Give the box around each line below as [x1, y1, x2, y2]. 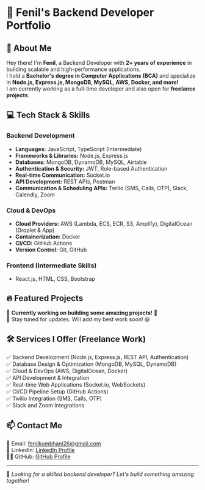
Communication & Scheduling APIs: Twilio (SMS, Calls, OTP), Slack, [15, 184, 188, 191]
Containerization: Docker [15, 232, 81, 240]
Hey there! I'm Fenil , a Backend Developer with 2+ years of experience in [6, 59, 192, 66]
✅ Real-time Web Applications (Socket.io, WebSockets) [6, 380, 146, 388]
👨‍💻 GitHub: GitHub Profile [6, 453, 71, 460]
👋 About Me [6, 43, 52, 53]
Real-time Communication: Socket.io [15, 171, 110, 179]
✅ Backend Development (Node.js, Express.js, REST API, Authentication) [6, 353, 189, 360]
